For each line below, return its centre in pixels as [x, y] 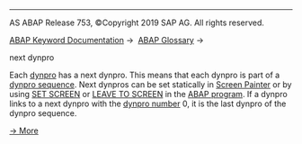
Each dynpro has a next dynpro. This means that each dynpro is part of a [145, 75]
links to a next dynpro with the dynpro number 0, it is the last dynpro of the [148, 103]
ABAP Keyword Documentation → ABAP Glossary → [107, 40]
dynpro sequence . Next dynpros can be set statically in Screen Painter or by [151, 85]
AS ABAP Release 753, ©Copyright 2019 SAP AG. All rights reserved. [137, 22]
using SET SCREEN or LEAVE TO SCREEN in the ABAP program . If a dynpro [148, 94]
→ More [24, 130]
